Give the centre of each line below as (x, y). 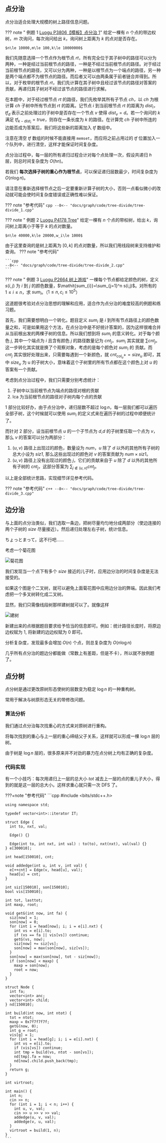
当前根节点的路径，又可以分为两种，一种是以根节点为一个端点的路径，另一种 (83, 70)
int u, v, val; (30, 1109)
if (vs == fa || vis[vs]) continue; (52, 935)
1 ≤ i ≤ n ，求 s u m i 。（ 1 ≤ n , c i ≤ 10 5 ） (43, 292)
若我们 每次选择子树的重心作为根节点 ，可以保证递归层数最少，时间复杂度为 (82, 171)
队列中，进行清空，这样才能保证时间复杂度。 (55, 144)
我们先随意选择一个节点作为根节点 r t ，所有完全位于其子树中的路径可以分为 (81, 58)
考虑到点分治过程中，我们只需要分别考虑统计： (53, 380)
